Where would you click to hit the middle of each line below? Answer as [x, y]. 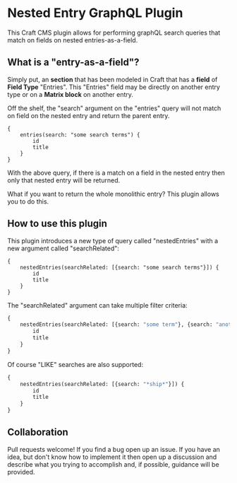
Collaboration [38, 432]
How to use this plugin [57, 224]
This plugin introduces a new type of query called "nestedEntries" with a [113, 240]
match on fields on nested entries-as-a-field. [73, 40]
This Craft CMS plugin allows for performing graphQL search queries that [114, 33]
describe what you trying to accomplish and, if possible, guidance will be [114, 464]
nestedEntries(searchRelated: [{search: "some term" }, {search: [116, 325]
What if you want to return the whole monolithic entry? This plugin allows [114, 194]
